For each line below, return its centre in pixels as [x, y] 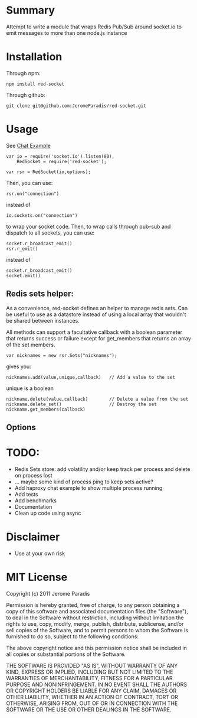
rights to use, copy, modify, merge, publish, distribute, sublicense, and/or [95, 623]
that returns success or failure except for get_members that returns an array [99, 338]
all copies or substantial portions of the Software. [66, 654]
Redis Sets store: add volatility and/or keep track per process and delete [102, 469]
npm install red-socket [35, 84]
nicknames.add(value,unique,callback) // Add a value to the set [91, 377]
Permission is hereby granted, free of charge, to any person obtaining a [93, 605]
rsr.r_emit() [22, 249]
